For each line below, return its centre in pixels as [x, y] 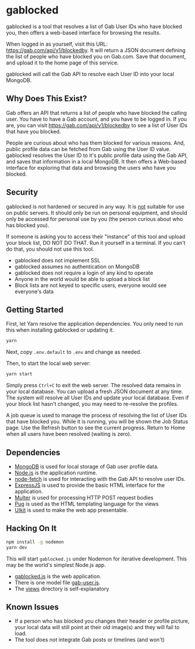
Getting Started [35, 310]
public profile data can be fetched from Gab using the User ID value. [88, 149]
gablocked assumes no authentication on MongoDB [77, 267]
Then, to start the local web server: [48, 363]
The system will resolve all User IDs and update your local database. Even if [97, 398]
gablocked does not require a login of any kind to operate [84, 272]
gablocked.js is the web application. [58, 576]
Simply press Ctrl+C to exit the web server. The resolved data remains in [94, 385]
